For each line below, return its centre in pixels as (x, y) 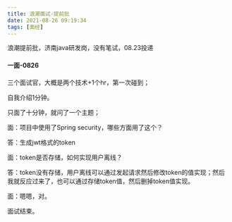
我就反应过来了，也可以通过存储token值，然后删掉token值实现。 (101, 181)
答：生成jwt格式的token (42, 142)
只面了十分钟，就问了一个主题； (54, 112)
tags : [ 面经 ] (25, 27)
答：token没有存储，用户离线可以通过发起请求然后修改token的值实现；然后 (116, 172)
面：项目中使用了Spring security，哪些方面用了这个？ (85, 127)
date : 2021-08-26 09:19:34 (47, 20)
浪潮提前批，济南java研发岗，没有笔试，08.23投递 (80, 48)
